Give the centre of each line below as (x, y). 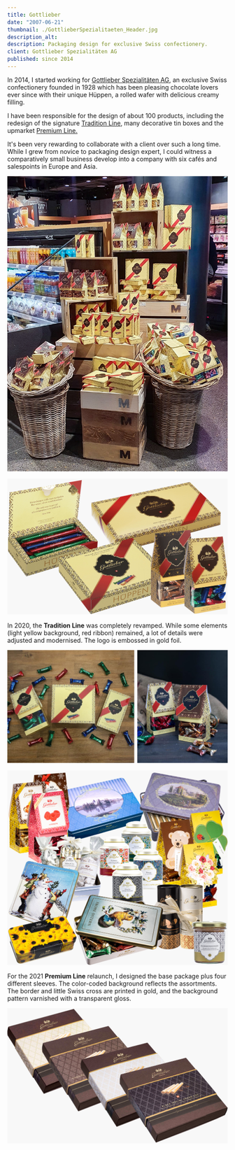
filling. (16, 102)
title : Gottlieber (34, 15)
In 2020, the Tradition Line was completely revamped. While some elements (117, 625)
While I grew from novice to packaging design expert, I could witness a (109, 151)
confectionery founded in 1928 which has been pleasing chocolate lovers (113, 87)
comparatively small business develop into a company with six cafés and (112, 159)
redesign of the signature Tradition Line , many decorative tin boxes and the (115, 123)
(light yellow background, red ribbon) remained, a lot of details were (105, 632)
